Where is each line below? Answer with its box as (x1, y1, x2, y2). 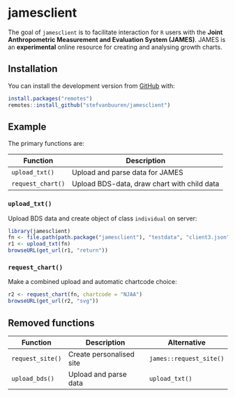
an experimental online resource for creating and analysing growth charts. (8, 43, 222, 51)
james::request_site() (149, 354, 225, 362)
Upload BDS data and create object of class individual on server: (8, 214, 197, 223)
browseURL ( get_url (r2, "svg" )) (8, 298, 99, 305)
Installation (8, 63, 58, 75)
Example (8, 121, 47, 133)
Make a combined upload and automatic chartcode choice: (8, 278, 177, 286)
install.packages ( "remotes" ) (8, 95, 93, 102)
